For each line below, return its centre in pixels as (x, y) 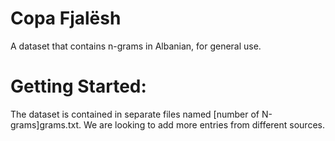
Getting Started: (78, 86)
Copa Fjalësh (66, 18)
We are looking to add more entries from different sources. (204, 124)
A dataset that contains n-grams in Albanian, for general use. (136, 46)
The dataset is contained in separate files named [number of (135, 114)
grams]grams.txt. (46, 124)
